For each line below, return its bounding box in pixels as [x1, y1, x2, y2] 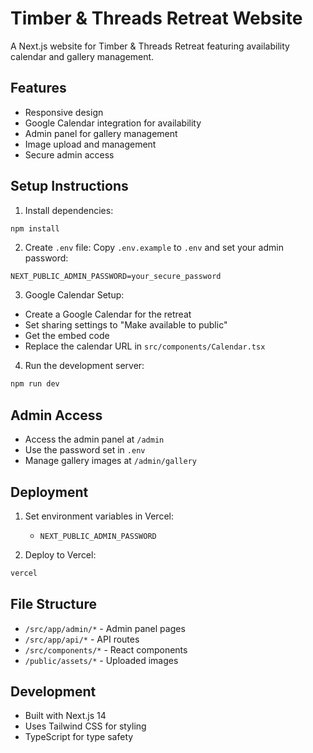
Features [10, 80, 67, 97]
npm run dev [10, 379, 60, 389]
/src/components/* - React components [24, 643, 188, 656]
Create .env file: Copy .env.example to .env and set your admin [24, 242, 284, 254]
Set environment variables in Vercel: [24, 510, 174, 522]
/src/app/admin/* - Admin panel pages [24, 622, 186, 634]
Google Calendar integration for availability [24, 117, 202, 129]
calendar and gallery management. [10, 50, 155, 62]
